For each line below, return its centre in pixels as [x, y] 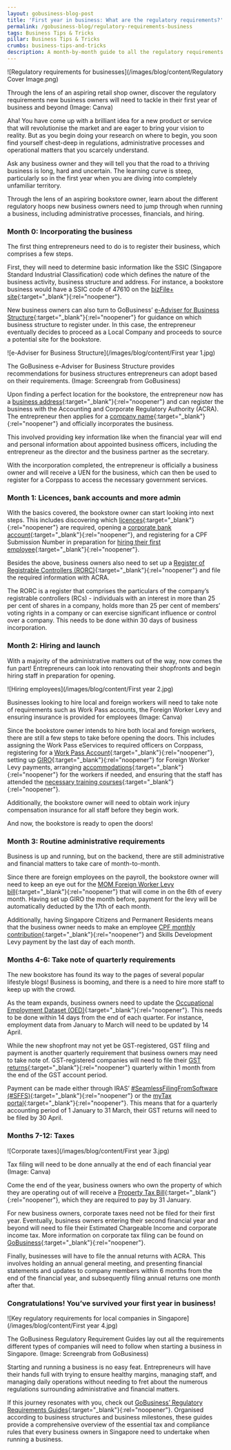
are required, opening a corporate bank [115, 528]
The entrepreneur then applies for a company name [80, 416]
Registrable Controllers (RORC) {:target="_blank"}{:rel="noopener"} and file [114, 570]
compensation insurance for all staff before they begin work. [93, 810]
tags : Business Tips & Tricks [51, 33]
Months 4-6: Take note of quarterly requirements [91, 960]
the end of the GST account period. [58, 1075]
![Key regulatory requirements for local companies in [82, 1318]
